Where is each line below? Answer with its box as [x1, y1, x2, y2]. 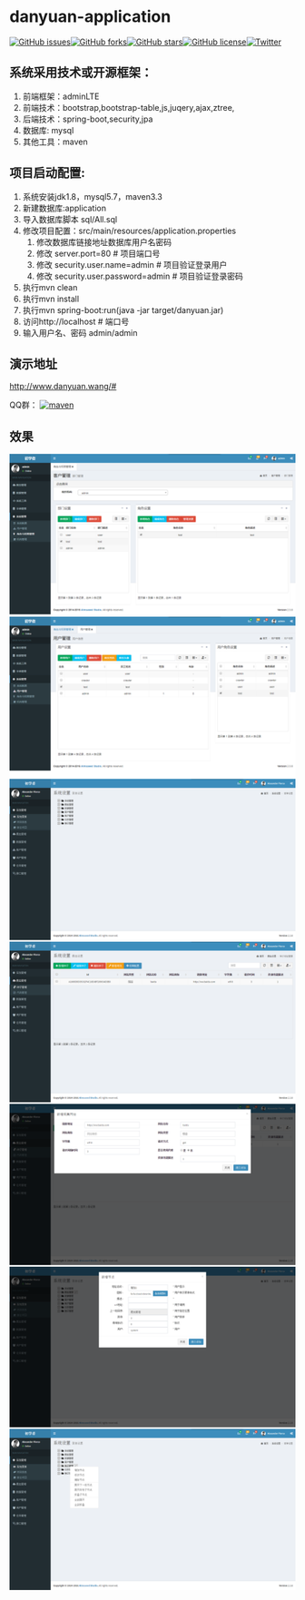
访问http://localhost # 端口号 [22, 316, 130, 327]
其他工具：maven [22, 136, 88, 147]
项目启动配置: [9, 165, 86, 181]
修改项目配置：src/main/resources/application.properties [22, 225, 237, 236]
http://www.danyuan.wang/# [9, 381, 117, 392]
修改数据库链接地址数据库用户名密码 [35, 236, 172, 247]
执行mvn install [22, 293, 80, 304]
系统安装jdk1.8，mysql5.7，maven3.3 [22, 191, 163, 201]
